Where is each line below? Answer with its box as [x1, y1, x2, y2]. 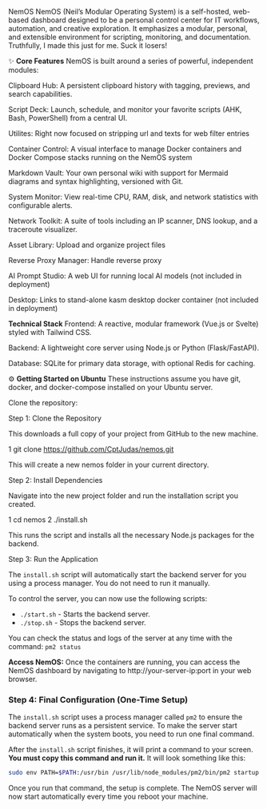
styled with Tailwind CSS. [8, 328, 92, 337]
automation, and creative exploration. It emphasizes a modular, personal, [8, 24, 248, 33]
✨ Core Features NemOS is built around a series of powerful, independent [8, 56, 253, 66]
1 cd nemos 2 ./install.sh [8, 515, 88, 524]
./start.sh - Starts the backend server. [19, 609, 150, 619]
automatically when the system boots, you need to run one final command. [8, 729, 254, 739]
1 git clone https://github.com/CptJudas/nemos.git [8, 444, 174, 454]
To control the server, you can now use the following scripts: [8, 594, 208, 603]
